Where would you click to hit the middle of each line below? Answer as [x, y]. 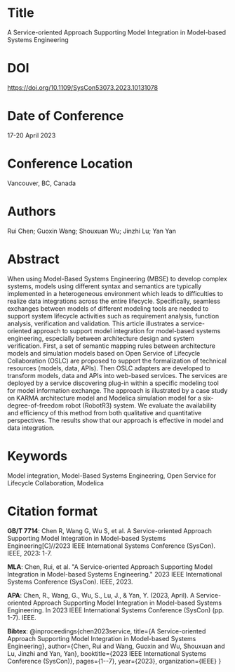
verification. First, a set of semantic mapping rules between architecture [112, 346]
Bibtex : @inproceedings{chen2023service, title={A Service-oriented [107, 631]
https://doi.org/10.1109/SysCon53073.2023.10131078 [83, 87]
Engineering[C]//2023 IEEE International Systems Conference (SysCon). [112, 546]
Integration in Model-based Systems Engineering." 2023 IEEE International [115, 574]
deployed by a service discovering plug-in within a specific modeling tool [113, 383]
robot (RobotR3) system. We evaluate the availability [141, 405]
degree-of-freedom [36, 405]
